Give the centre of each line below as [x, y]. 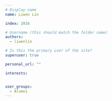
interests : [16, 73]
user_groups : [19, 87]
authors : [14, 37]
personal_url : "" [23, 64]
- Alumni [19, 91]
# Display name [21, 10]
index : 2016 [17, 23]
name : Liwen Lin [22, 14]
